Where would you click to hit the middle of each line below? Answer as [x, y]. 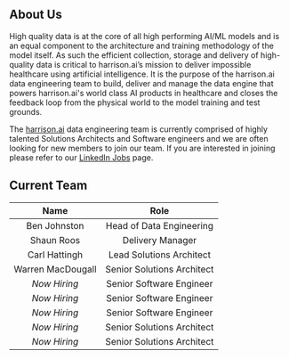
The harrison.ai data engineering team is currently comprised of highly [139, 129]
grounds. [26, 111]
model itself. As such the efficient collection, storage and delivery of [134, 55]
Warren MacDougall [55, 269]
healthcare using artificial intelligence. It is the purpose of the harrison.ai [142, 74]
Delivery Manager [160, 240]
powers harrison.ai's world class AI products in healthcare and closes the [144, 93]
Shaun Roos [55, 240]
